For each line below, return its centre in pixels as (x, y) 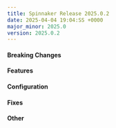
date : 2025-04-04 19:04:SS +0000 (55, 20)
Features (20, 71)
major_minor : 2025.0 (37, 26)
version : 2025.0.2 (33, 33)
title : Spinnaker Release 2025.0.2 (58, 13)
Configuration (28, 86)
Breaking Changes (34, 55)
